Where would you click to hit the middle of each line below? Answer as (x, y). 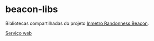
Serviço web (19, 33)
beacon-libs (32, 9)
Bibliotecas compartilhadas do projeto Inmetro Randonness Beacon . (77, 23)
